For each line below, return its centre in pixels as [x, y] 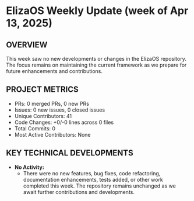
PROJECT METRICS [42, 90]
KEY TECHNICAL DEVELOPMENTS [70, 153]
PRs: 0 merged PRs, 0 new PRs [52, 103]
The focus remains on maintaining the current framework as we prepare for [96, 65]
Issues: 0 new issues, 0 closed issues [60, 110]
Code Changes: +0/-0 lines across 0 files [64, 122]
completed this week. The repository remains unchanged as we [99, 186]
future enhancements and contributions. [54, 71]
